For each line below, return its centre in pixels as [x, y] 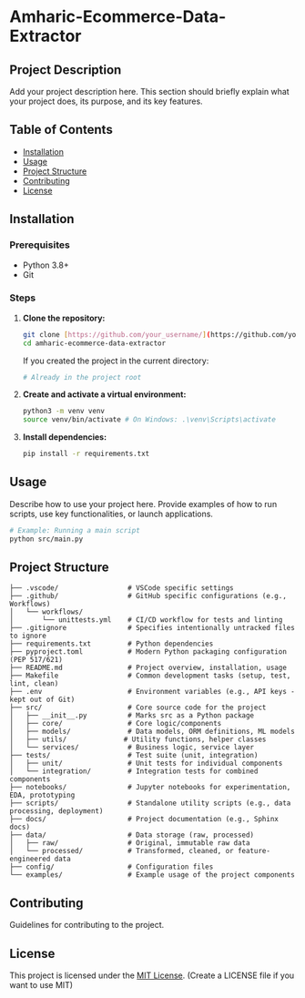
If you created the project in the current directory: [116, 361]
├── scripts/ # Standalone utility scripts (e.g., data [150, 803]
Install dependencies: [65, 437]
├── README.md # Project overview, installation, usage [148, 668]
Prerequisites [40, 245]
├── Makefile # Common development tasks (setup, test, [150, 676]
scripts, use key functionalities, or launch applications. [112, 514]
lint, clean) [34, 684]
